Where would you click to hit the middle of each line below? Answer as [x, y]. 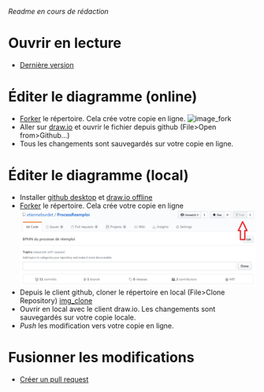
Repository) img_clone [56, 300]
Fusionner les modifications [101, 357]
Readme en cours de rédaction [58, 11]
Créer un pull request [54, 379]
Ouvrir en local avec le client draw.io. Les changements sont [117, 309]
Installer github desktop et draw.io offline [86, 197]
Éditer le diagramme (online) [103, 97]
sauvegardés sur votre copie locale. [78, 317]
